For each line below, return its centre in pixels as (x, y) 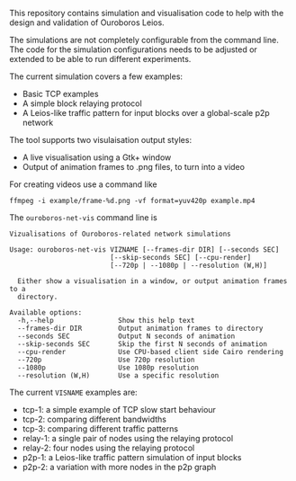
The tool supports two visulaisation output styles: (100, 140)
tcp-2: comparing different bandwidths (94, 419)
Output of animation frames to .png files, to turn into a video (134, 167)
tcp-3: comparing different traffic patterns (100, 429)
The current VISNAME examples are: (73, 392)
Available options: (46, 313)
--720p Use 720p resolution (106, 360)
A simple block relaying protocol (82, 103)
